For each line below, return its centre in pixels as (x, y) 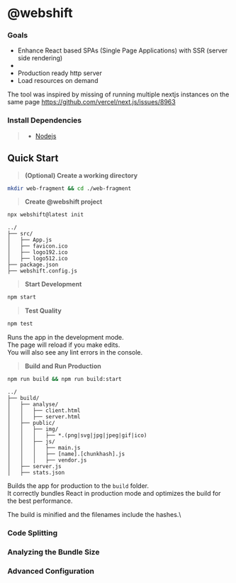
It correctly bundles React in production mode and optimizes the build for (114, 493)
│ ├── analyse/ (33, 404)
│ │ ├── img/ (33, 429)
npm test (20, 324)
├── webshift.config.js (43, 271)
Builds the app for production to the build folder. (78, 485)
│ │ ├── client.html (44, 410)
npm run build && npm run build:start (64, 379)
